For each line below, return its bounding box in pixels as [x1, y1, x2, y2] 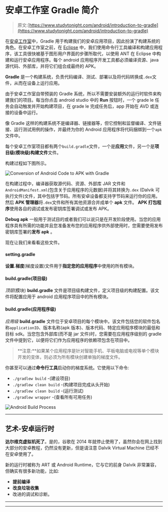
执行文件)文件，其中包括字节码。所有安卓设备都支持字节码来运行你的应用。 [5, 193, 160, 199]
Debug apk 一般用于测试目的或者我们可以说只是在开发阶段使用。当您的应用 [5, 216, 161, 222]
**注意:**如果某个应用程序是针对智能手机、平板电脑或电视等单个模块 [17, 348, 159, 354]
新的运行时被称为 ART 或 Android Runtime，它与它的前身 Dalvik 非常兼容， [5, 462, 159, 468]
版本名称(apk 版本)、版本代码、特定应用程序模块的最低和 [43, 324, 160, 331]
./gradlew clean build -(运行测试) [12, 388, 84, 394]
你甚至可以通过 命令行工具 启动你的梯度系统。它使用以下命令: [5, 364, 129, 371]
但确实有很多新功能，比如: [5, 468, 59, 474]
